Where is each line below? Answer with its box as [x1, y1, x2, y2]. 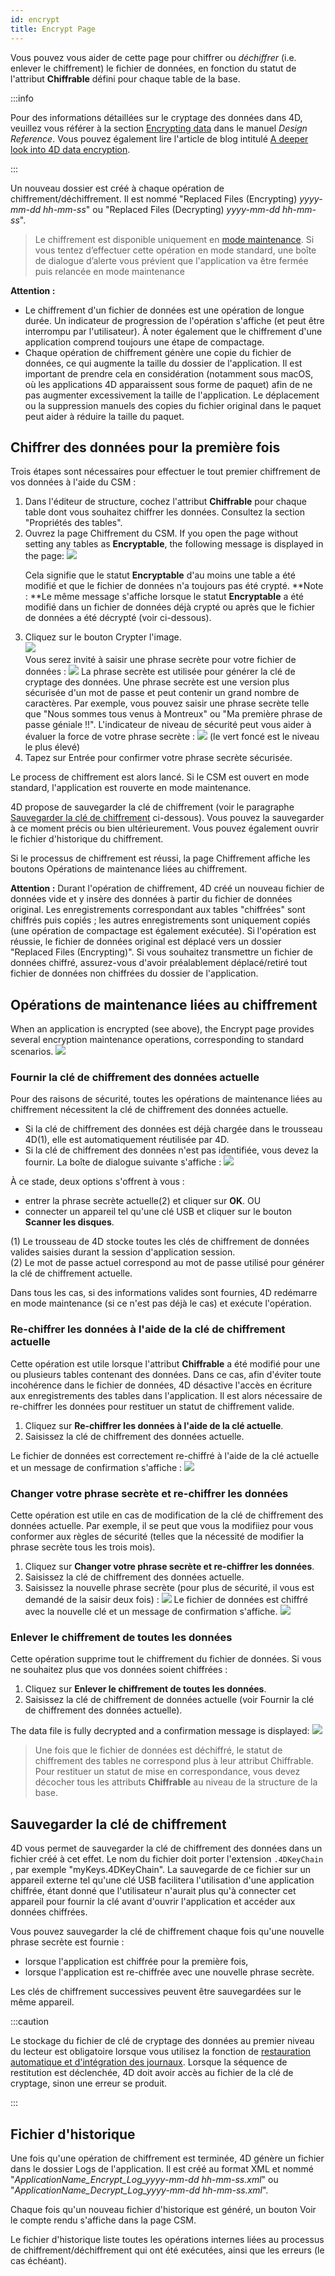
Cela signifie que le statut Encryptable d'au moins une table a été [24, 569, 296, 581]
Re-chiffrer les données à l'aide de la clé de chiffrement [10, 1322, 286, 1336]
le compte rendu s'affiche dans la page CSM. [10, 2214, 197, 2226]
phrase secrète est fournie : [10, 1936, 125, 1948]
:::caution [10, 2016, 50, 2028]
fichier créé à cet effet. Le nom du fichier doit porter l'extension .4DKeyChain [10, 1853, 324, 1865]
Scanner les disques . [24, 1216, 115, 1228]
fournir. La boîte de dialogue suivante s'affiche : [24, 1156, 222, 1168]
